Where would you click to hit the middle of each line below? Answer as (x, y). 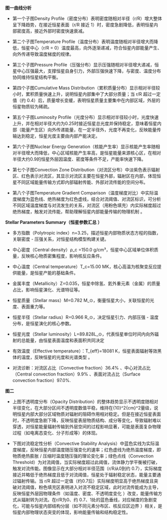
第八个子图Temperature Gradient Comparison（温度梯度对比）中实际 (83, 193)
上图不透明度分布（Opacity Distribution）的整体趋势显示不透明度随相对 (85, 401)
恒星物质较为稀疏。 (32, 106)
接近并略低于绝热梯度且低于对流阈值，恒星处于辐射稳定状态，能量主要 (84, 475)
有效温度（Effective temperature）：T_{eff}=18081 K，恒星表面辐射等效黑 (87, 351)
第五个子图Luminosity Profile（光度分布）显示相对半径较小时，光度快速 (85, 117)
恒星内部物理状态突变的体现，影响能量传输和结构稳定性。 (71, 512)
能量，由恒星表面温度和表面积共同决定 (65, 340)
